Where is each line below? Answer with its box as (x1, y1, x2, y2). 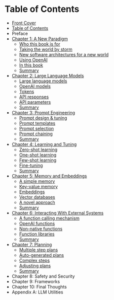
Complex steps (19, 257, 50, 263)
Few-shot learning (19, 157, 57, 163)
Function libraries (19, 231, 55, 237)
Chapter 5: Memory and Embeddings (11, 173, 87, 179)
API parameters (19, 99, 51, 105)
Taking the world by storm (19, 46, 73, 52)
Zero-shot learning (19, 147, 58, 152)
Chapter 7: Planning (11, 241, 52, 247)
